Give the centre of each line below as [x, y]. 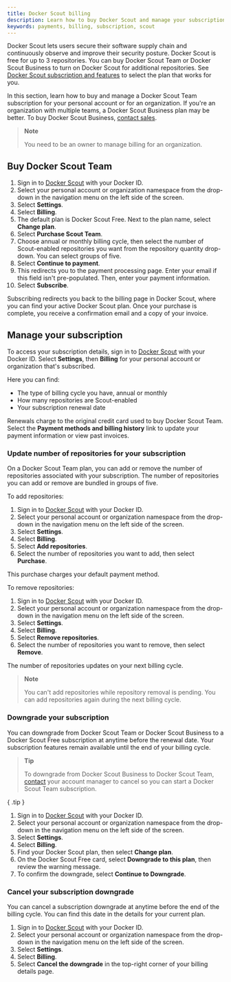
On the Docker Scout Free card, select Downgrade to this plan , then [114, 859]
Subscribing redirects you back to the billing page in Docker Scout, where [112, 299]
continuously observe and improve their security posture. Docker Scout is [112, 53]
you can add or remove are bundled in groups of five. [82, 483]
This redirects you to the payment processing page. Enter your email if [117, 271]
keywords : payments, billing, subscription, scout [81, 26]
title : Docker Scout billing [49, 13]
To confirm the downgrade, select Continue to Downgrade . [101, 874]
